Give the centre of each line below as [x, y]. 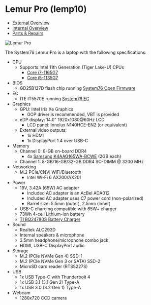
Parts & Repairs [28, 33]
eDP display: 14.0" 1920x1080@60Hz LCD [62, 119]
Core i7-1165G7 [42, 72]
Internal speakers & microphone [52, 235]
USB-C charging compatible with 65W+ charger [68, 209]
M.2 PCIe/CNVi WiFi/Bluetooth [50, 172]
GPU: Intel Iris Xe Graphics [46, 109]
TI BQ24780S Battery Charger [50, 219]
